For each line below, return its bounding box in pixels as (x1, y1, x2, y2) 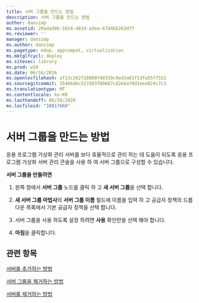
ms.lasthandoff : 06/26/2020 (6, 97, 76, 103)
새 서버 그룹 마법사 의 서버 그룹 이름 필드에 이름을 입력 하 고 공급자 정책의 (14, 196, 182, 204)
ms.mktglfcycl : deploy (6, 53, 63, 59)
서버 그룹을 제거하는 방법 (6, 278, 64, 285)
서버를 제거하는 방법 (6, 290, 52, 298)
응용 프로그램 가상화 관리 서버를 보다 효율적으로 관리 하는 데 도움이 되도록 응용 (6, 151, 188, 158)
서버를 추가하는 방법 (6, 265, 52, 273)
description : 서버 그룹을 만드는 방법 (6, 14, 90, 20)
